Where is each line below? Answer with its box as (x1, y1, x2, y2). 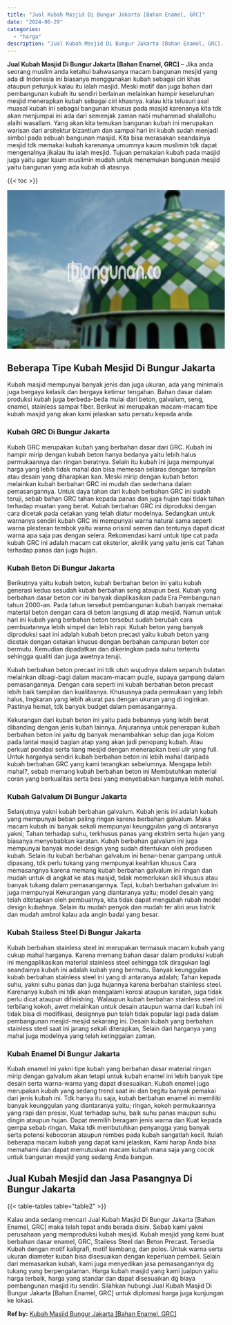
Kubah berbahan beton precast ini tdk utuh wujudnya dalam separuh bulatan (7, 666, 225, 674)
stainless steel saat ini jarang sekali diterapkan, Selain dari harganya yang (7, 1024, 216, 1032)
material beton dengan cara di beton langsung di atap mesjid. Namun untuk (7, 609, 222, 617)
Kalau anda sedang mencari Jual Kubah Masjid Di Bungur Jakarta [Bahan (7, 1215, 215, 1223)
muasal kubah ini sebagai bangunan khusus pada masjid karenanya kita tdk (7, 104, 222, 113)
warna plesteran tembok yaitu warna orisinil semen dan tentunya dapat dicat (7, 523, 225, 532)
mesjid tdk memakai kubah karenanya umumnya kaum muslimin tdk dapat (7, 141, 217, 149)
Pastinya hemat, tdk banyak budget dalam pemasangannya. (7, 703, 177, 711)
